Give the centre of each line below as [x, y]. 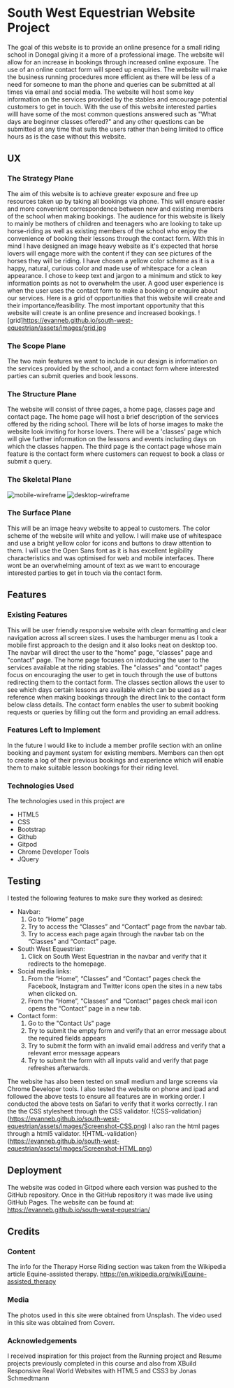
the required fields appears [67, 1038]
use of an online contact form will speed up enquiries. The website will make [117, 69]
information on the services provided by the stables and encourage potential [117, 99]
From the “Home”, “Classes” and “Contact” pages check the [114, 978]
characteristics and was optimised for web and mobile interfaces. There [111, 557]
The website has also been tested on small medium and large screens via [113, 1081]
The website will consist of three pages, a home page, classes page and [111, 409]
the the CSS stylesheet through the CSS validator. [79, 1111]
